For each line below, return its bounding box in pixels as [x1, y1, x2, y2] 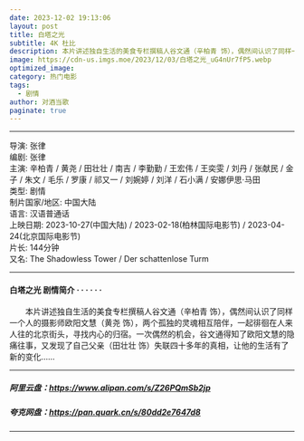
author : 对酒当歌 [9, 97, 70, 107]
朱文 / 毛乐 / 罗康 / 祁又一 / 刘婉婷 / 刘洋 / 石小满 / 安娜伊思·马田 [24, 174, 261, 186]
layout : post [9, 22, 59, 31]
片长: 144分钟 [9, 242, 60, 254]
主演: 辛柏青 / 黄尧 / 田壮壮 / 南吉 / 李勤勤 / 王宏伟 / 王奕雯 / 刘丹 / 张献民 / [9, 163, 284, 174]
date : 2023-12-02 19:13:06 [9, 13, 111, 23]
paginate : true [9, 106, 67, 115]
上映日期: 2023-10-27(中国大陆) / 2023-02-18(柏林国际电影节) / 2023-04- [9, 219, 285, 231]
